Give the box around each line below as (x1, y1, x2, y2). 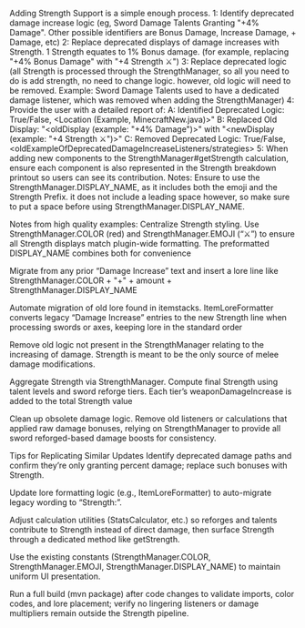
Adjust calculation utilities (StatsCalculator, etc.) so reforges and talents (9, 514, 278, 525)
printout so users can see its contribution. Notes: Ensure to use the (9, 172, 260, 183)
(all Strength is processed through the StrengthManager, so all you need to (9, 66, 290, 76)
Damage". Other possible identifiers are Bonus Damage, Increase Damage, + (9, 27, 297, 37)
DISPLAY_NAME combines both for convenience (9, 248, 191, 258)
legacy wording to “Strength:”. (9, 497, 123, 508)
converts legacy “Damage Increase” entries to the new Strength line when (9, 312, 287, 322)
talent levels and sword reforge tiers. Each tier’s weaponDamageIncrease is (9, 386, 292, 397)
